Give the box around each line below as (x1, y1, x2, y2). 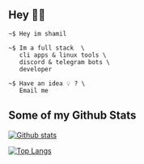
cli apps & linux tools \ (19, 50, 107, 59)
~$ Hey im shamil (8, 29, 67, 37)
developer (19, 65, 53, 73)
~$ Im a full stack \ (8, 44, 85, 52)
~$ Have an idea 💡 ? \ (8, 79, 86, 88)
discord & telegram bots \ (19, 58, 111, 66)
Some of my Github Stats (8, 109, 137, 123)
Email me (19, 86, 49, 94)
